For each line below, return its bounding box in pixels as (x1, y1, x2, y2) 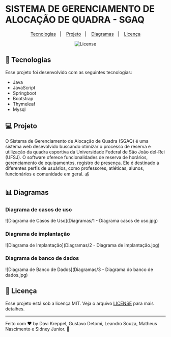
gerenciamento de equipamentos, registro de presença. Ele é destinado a (5, 160, 159, 166)
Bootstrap (12, 95, 34, 101)
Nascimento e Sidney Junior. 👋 (5, 326, 70, 332)
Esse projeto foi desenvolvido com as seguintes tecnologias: (5, 69, 132, 75)
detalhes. (5, 305, 25, 312)
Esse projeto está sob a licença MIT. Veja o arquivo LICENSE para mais (5, 300, 154, 306)
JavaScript (12, 84, 36, 91)
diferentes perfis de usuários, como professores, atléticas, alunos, (5, 165, 145, 171)
